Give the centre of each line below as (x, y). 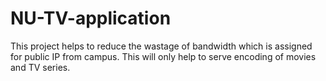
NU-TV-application (91, 18)
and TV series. (40, 67)
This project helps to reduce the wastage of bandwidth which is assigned (161, 46)
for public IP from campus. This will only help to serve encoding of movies (163, 56)
